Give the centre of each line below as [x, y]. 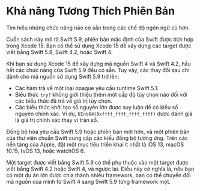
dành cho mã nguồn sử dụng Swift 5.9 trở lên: [63, 76]
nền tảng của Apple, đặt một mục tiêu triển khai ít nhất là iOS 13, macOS [95, 144]
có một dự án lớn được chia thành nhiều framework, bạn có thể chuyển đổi [98, 175]
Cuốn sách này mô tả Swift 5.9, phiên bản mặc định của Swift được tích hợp [100, 39]
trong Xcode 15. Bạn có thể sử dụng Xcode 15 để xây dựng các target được [99, 46]
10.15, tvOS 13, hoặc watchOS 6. [46, 151]
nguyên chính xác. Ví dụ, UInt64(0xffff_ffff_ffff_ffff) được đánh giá [104, 114]
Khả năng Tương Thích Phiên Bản [91, 11]
